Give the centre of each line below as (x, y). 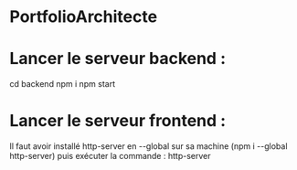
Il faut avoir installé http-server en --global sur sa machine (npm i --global (148, 146)
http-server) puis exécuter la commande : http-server (110, 156)
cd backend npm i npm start (63, 84)
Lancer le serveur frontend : (118, 121)
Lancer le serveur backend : (118, 59)
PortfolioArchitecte (84, 17)
